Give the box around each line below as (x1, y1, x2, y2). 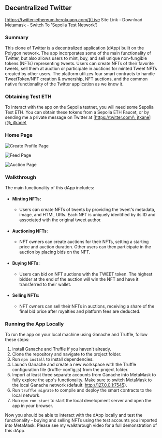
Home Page (5, 132, 33, 139)
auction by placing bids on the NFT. (19, 249, 90, 255)
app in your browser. (12, 403, 54, 409)
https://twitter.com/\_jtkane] (95, 114, 151, 120)
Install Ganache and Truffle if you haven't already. (12, 346, 111, 352)
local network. (12, 392, 41, 398)
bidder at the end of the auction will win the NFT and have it (19, 276, 139, 282)
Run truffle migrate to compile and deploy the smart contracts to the (12, 388, 152, 393)
